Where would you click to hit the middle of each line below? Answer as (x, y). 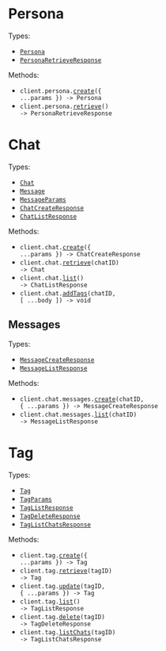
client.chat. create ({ (55, 247)
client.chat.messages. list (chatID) (78, 414)
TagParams (36, 499)
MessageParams (43, 199)
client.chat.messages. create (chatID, (82, 399)
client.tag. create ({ (53, 555)
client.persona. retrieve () (64, 106)
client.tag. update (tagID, (62, 586)
